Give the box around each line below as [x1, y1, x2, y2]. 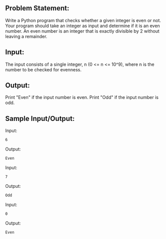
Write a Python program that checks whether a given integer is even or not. [5, 17, 161, 23]
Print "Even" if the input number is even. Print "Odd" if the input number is [5, 94, 159, 100]
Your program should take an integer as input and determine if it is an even [5, 23, 160, 29]
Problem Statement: [5, 4, 69, 13]
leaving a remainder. [5, 33, 48, 39]
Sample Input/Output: [5, 114, 75, 123]
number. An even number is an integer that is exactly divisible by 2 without [5, 28, 160, 34]
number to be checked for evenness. [5, 66, 82, 72]
